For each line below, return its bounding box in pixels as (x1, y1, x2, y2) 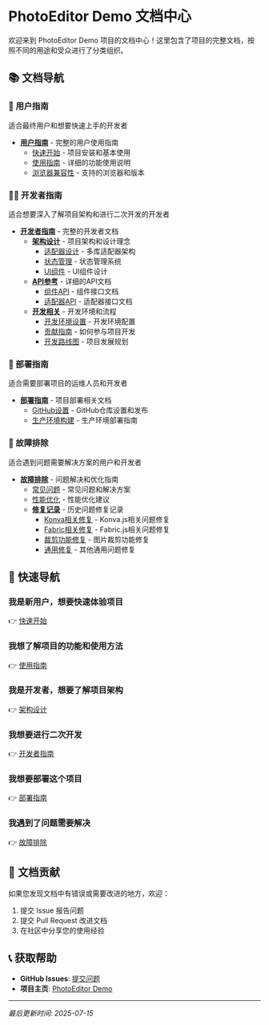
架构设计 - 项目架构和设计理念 (31, 236, 130, 245)
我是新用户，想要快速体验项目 (8, 596, 124, 607)
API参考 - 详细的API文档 (31, 276, 112, 286)
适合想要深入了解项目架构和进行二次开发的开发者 (8, 209, 170, 219)
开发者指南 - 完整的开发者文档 (19, 226, 119, 236)
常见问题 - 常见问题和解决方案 (31, 484, 130, 494)
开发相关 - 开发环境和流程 (31, 306, 117, 316)
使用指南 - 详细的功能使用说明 (31, 157, 130, 167)
